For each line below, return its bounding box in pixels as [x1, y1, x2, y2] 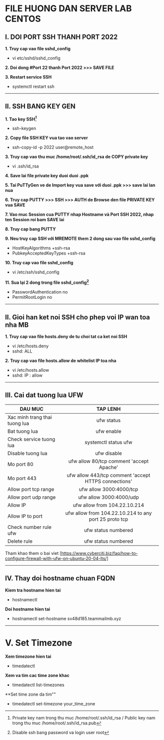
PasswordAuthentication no [12, 289, 68, 295]
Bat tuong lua [7, 428, 38, 435]
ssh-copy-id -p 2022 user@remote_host [12, 145, 94, 150]
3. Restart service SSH [5, 74, 52, 80]
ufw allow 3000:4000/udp [78, 494, 139, 501]
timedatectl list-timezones [12, 682, 64, 688]
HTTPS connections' [84, 478, 133, 485]
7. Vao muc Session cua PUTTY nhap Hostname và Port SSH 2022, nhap [5, 211, 154, 217]
